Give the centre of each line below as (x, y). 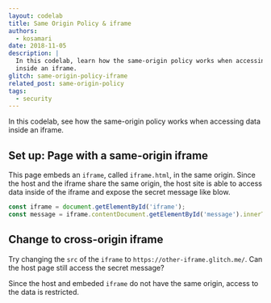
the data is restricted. (44, 292)
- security (34, 99)
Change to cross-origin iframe (86, 240)
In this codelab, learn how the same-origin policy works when (124, 61)
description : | (34, 53)
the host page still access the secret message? (86, 267)
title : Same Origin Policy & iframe (70, 23)
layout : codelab (35, 16)
